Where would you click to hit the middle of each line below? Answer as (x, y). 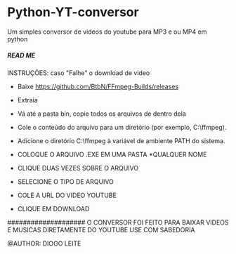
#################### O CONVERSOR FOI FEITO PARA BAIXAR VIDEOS (118, 222)
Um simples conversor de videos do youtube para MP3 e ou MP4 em (107, 32)
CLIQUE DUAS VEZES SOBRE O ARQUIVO (78, 168)
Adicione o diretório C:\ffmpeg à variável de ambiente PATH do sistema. (122, 140)
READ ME (21, 55)
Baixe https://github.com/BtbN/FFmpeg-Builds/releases (98, 86)
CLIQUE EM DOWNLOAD (53, 208)
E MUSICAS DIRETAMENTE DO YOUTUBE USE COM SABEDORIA (101, 229)
